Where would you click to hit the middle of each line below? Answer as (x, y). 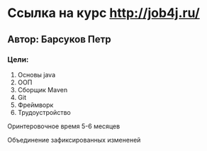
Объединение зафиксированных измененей (74, 140)
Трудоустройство (44, 112)
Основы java (36, 74)
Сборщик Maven (43, 89)
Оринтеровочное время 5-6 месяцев (64, 126)
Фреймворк (35, 105)
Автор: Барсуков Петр (59, 39)
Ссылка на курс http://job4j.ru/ (103, 13)
